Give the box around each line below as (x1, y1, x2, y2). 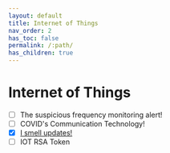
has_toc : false (8, 34, 59, 42)
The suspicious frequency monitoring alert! (19, 110, 163, 119)
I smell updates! (19, 128, 73, 138)
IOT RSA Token (19, 137, 71, 147)
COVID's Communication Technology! (19, 119, 146, 128)
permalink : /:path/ (8, 42, 74, 50)
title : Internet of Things (8, 19, 99, 27)
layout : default (8, 11, 63, 20)
